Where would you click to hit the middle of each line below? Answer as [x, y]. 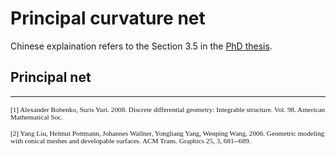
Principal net [51, 77]
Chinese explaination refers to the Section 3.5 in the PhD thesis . [141, 46]
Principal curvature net [108, 18]
